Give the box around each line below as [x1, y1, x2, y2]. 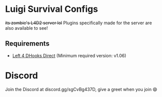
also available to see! [5, 25, 48, 31]
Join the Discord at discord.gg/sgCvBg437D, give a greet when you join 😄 [5, 86, 158, 92]
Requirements [5, 40, 50, 48]
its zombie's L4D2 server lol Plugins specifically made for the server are [5, 20, 152, 26]
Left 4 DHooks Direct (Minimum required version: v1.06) [12, 52, 126, 58]
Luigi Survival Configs [5, 3, 98, 15]
